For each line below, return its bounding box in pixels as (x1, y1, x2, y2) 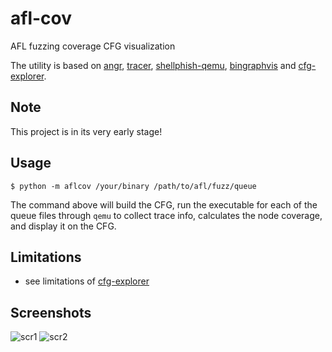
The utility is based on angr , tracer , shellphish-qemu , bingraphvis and (10, 59, 297, 71)
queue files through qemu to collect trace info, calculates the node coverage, (10, 209, 323, 221)
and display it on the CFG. (10, 220, 117, 232)
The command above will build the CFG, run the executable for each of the (10, 198, 318, 211)
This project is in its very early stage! (10, 125, 163, 137)
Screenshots (10, 304, 92, 321)
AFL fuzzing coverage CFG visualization (10, 40, 176, 52)
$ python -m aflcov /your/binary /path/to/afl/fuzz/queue (10, 181, 257, 191)
